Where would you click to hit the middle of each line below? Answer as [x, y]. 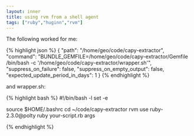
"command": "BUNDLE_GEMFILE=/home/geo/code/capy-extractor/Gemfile [97, 57]
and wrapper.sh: [26, 87]
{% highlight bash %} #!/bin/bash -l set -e [57, 98]
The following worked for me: [42, 39]
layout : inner [24, 11]
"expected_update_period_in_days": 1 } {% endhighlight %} [78, 75]
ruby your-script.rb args [66, 115]
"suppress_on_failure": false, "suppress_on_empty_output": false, [85, 69]
